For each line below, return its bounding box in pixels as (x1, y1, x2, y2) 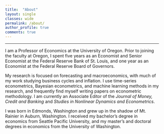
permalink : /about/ (5, 20, 45, 26)
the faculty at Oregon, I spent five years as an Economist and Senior (5, 53, 143, 58)
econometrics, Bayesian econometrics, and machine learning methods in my (5, 83, 159, 89)
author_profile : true (5, 25, 49, 30)
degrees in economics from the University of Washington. (5, 124, 121, 129)
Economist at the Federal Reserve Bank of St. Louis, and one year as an (5, 58, 149, 64)
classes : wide (5, 16, 34, 21)
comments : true (5, 30, 36, 35)
